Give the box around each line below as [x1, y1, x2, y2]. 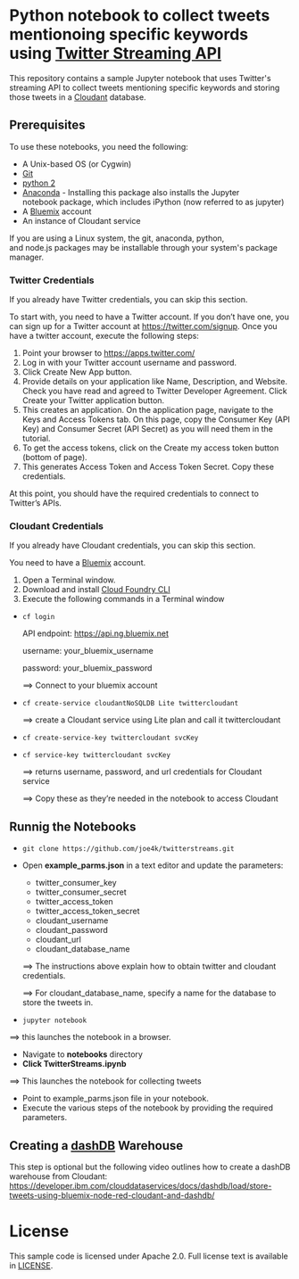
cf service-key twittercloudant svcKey [21, 751, 171, 760]
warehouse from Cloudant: [9, 1170, 108, 1182]
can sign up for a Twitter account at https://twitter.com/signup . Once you [9, 321, 278, 332]
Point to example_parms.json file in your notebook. [21, 1093, 210, 1104]
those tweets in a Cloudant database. [9, 91, 146, 103]
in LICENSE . [9, 1259, 54, 1271]
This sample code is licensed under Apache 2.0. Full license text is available [9, 1250, 288, 1261]
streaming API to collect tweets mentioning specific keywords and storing [9, 82, 280, 93]
